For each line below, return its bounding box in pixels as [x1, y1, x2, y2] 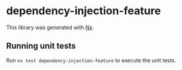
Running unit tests [6, 41, 76, 51]
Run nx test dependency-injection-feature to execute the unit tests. [6, 56, 177, 63]
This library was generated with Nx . [6, 24, 94, 31]
